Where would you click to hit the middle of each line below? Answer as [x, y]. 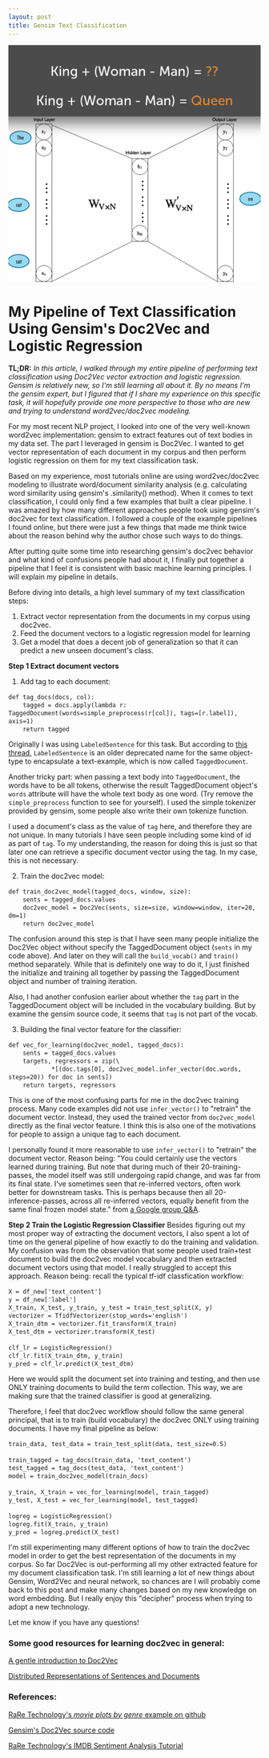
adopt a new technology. [49, 1606]
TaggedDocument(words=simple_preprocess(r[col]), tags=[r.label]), [123, 713]
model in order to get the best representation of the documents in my [122, 1555]
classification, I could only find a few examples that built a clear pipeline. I [130, 501]
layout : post [30, 17]
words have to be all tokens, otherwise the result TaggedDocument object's [133, 785]
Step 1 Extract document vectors [64, 666]
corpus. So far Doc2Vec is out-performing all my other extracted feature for [133, 1564]
